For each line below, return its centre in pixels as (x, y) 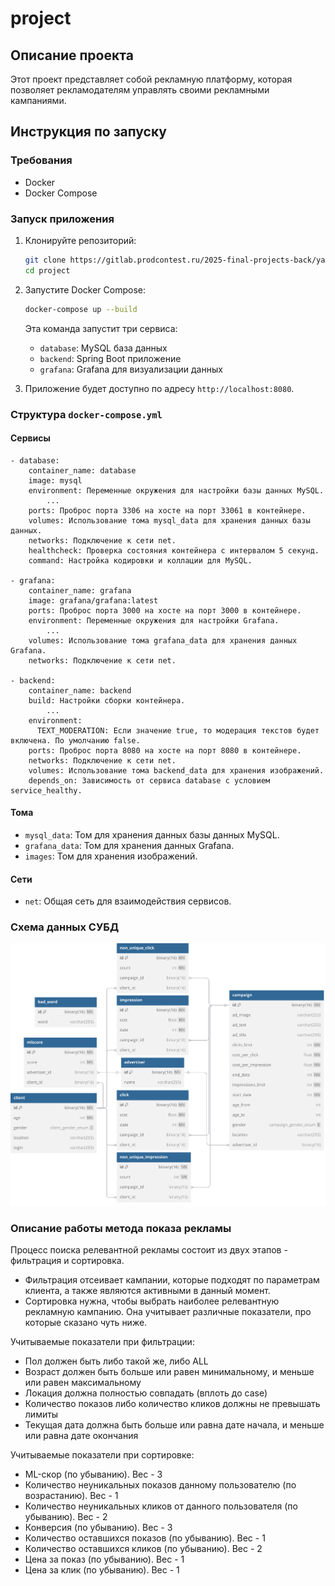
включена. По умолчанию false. (75, 740)
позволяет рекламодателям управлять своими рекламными (140, 90)
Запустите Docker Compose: (85, 289)
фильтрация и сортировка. (67, 1260)
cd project (47, 270)
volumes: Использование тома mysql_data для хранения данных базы (169, 520)
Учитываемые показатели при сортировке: (102, 1454)
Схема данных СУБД (65, 927)
